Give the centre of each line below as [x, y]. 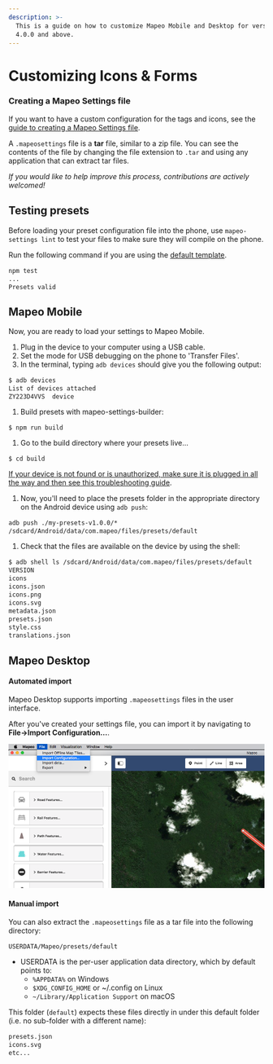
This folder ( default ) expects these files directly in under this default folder [134, 1012]
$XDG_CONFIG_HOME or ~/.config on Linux [97, 987]
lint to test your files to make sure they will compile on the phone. [152, 239]
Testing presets [49, 211]
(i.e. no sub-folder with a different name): [77, 1020]
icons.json [27, 587]
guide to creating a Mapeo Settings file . [74, 127]
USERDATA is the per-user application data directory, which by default [138, 961]
